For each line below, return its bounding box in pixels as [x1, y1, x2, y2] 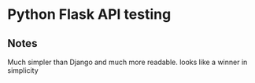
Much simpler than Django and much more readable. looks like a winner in [7, 57, 248, 67]
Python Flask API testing [7, 5, 172, 23]
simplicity [7, 66, 39, 75]
